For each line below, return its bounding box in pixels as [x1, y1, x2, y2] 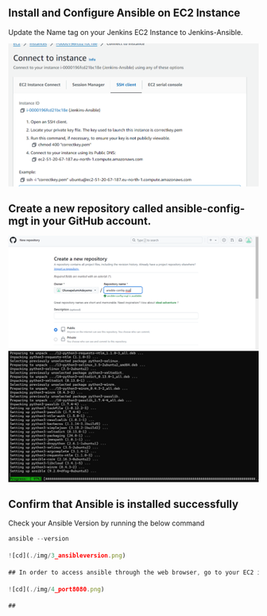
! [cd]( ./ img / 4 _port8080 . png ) [8, 585, 105, 593]
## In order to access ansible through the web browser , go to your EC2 [8, 568, 254, 576]
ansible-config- [165, 202, 246, 215]
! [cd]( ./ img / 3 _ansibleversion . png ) [8, 552, 126, 560]
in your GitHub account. [30, 214, 152, 227]
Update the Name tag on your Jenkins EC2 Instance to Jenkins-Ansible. [8, 27, 244, 37]
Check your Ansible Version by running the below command [8, 518, 205, 528]
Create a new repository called [8, 202, 164, 215]
